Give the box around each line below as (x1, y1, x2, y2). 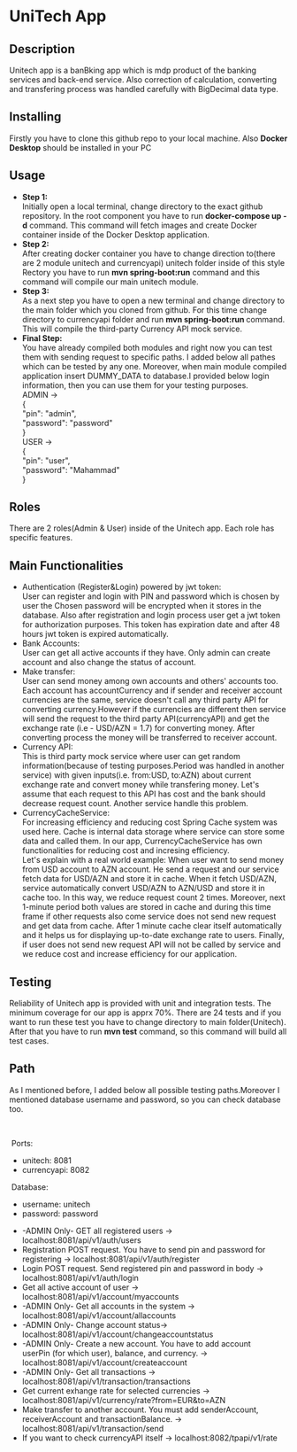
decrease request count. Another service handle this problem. (21, 798, 249, 809)
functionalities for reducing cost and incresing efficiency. (21, 845, 230, 856)
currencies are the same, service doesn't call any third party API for (21, 695, 270, 705)
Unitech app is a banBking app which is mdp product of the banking (9, 65, 257, 75)
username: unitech (21, 1199, 91, 1209)
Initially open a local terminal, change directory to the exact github (21, 201, 263, 212)
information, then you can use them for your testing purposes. (21, 379, 249, 391)
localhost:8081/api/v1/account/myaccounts (21, 1291, 179, 1301)
